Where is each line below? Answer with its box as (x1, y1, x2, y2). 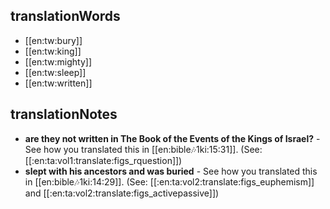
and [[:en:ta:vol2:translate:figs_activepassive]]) (24, 187, 220, 199)
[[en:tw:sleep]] (24, 66, 87, 78)
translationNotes (10, 106, 118, 123)
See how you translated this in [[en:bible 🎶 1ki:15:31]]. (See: (24, 143, 263, 155)
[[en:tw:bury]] (24, 34, 83, 46)
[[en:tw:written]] (24, 77, 93, 89)
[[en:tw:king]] (24, 45, 82, 57)
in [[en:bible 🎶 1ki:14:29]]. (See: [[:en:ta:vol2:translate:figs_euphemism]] (24, 175, 315, 188)
